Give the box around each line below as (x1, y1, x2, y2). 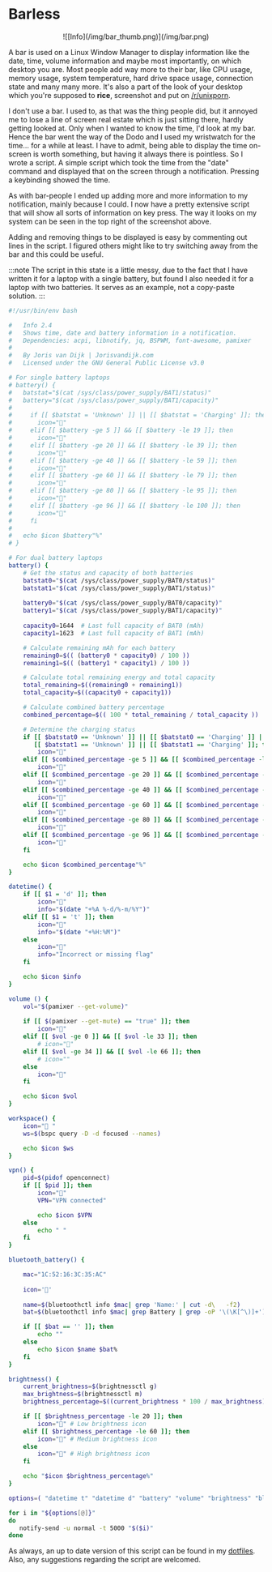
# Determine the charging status (23, 725, 136, 733)
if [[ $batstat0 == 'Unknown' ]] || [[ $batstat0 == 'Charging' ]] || (23, 733, 266, 741)
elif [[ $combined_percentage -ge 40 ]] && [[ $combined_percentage (23, 785, 259, 794)
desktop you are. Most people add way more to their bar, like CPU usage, (8, 64, 253, 74)
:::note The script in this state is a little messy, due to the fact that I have (8, 265, 249, 275)
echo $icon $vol (23, 1092, 79, 1100)
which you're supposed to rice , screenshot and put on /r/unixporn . (8, 90, 231, 100)
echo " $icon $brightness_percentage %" (23, 1472, 154, 1480)
